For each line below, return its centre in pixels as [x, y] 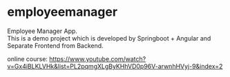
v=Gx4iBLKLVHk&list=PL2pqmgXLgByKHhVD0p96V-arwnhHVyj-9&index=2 [115, 66]
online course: [28, 58]
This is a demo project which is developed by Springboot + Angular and [109, 38]
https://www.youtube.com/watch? [98, 58]
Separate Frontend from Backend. [55, 45]
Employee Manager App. [42, 31]
